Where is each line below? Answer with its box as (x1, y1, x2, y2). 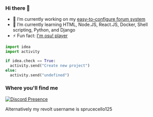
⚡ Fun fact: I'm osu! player (12, 33, 68, 39)
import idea (5, 44, 31, 50)
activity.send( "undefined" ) (10, 72, 70, 78)
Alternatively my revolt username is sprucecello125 (5, 106, 112, 112)
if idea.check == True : (5, 58, 56, 64)
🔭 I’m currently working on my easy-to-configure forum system (12, 16, 146, 22)
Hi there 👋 (5, 5, 31, 12)
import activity (5, 49, 40, 54)
